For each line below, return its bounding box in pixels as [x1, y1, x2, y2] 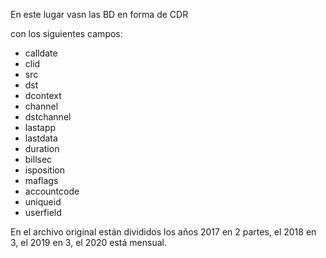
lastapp [24, 122, 57, 133]
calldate [24, 47, 58, 59]
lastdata [24, 132, 58, 144]
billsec [24, 154, 53, 165]
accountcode [24, 185, 80, 197]
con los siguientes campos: [10, 28, 123, 39]
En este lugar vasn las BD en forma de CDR [10, 9, 189, 20]
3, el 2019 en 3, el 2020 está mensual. [10, 237, 167, 248]
